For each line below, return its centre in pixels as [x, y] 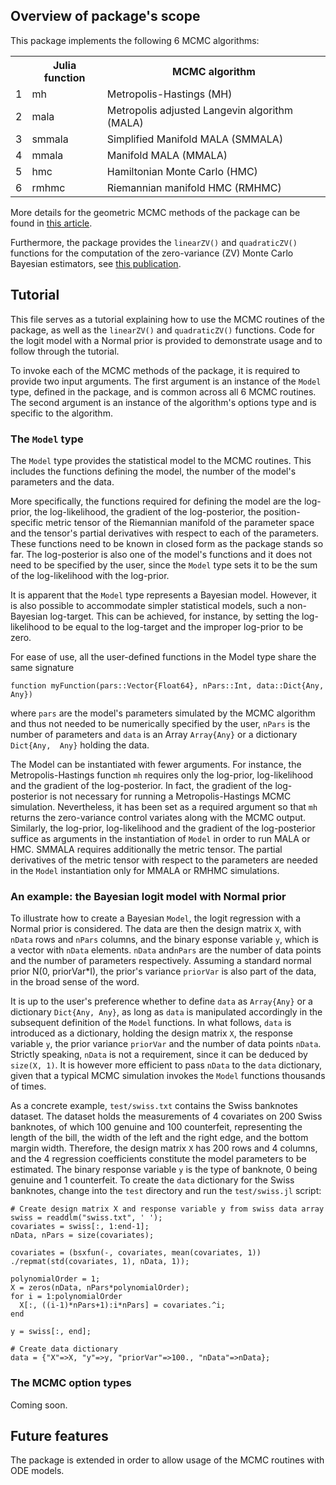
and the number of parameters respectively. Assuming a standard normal [161, 961]
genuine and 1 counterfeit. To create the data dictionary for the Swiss [152, 1180]
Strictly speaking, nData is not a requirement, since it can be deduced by [159, 1055]
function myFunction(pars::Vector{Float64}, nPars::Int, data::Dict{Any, [167, 685]
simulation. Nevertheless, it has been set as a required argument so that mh [164, 806]
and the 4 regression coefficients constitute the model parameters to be [158, 1159]
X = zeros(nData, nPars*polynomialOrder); [100, 1288]
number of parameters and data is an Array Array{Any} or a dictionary [154, 734]
